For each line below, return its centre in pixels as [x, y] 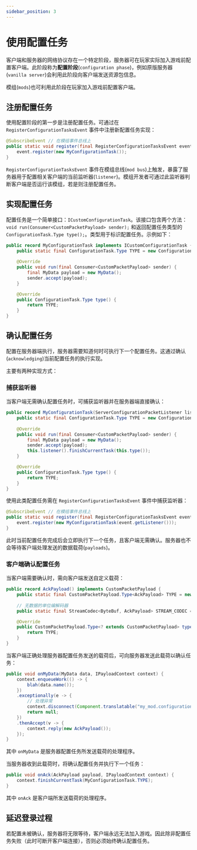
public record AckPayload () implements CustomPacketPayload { [84, 589]
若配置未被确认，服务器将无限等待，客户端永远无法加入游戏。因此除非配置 [96, 833]
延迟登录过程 [29, 818]
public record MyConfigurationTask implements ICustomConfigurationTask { [99, 245]
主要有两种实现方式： [32, 371]
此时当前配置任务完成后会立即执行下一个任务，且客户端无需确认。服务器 [93, 540]
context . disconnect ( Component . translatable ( [82, 707]
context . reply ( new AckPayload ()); [69, 728]
